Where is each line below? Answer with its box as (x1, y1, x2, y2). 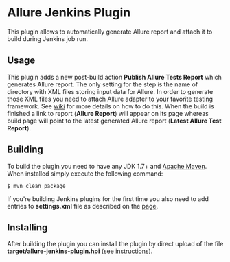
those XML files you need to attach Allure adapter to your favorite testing (7, 95, 214, 103)
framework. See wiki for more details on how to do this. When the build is (7, 102, 214, 110)
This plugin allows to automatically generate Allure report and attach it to (7, 27, 213, 36)
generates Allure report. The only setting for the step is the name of (7, 80, 198, 88)
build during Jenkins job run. (7, 34, 88, 43)
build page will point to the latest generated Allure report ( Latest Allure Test (7, 117, 222, 125)
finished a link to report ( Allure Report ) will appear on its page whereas (7, 109, 209, 117)
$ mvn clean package (7, 182, 67, 189)
